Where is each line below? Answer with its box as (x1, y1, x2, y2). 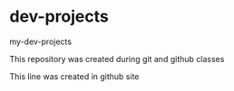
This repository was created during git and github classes (9, 53, 225, 64)
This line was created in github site (9, 70, 140, 82)
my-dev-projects (9, 36, 73, 47)
